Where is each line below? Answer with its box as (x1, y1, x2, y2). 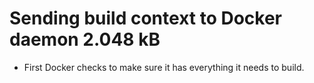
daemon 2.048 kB (9, 28, 161, 51)
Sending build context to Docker (9, 7, 283, 30)
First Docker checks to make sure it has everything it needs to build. (23, 61, 305, 73)
